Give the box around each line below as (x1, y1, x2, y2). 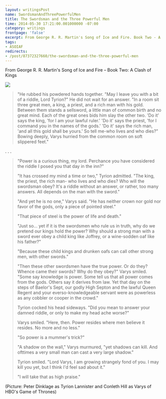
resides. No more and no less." (17, 325, 80, 331)
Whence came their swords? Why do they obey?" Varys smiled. (17, 269, 147, 275)
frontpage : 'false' (5, 30, 46, 35)
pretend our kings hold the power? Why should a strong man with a (17, 228, 155, 234)
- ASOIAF (5, 44, 23, 49)
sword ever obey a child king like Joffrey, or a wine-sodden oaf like (17, 234, 155, 239)
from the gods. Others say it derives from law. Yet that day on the (17, 279, 151, 285)
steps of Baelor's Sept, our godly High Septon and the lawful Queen (17, 284, 156, 291)
